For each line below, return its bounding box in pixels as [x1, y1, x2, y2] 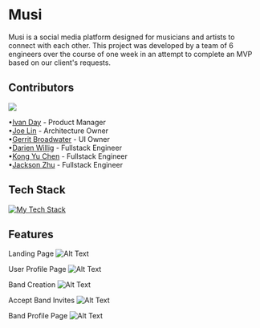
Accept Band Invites [8, 295, 75, 306]
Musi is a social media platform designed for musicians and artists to [8, 32, 235, 42]
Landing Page [8, 249, 55, 258]
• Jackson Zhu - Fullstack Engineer [8, 160, 123, 169]
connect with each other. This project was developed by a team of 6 [8, 40, 234, 50]
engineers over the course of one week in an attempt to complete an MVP [8, 49, 253, 59]
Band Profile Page [8, 311, 68, 321]
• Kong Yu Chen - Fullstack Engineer [8, 151, 128, 161]
